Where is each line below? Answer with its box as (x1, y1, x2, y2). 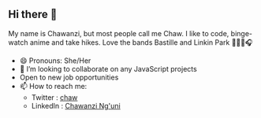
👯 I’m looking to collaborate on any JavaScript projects (19, 64, 197, 73)
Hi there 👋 (8, 8, 58, 21)
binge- (230, 28, 252, 38)
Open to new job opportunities (19, 72, 119, 82)
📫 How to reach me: (19, 81, 88, 90)
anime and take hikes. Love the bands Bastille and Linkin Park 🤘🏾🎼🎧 (29, 37, 254, 47)
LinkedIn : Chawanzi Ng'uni (31, 101, 121, 110)
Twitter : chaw (31, 92, 78, 102)
